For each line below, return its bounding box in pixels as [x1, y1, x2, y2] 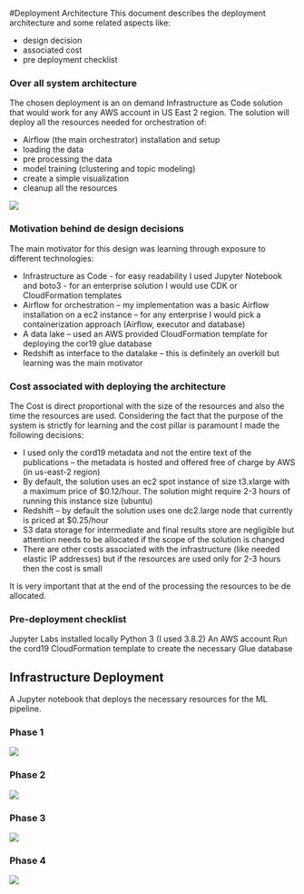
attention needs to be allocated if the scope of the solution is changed [22, 533, 285, 544]
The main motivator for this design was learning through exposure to [9, 243, 266, 253]
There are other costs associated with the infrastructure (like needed [22, 543, 280, 554]
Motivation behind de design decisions [9, 223, 184, 235]
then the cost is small [22, 562, 103, 573]
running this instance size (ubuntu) [22, 495, 153, 506]
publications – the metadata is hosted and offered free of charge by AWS [22, 456, 296, 467]
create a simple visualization [22, 173, 130, 184]
